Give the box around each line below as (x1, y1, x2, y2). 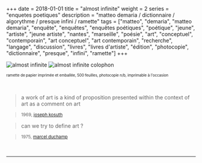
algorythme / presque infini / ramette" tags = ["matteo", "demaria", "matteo (6, 18, 192, 25)
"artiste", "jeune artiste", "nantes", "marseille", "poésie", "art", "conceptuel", (6, 31, 194, 38)
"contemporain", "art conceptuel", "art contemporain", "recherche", (6, 37, 173, 44)
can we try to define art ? (20, 122, 84, 129)
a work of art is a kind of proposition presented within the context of (20, 94, 190, 101)
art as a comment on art (20, 100, 81, 107)
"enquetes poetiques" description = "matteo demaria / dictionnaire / (6, 11, 175, 19)
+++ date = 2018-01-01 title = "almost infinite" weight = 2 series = (6, 5, 170, 12)
